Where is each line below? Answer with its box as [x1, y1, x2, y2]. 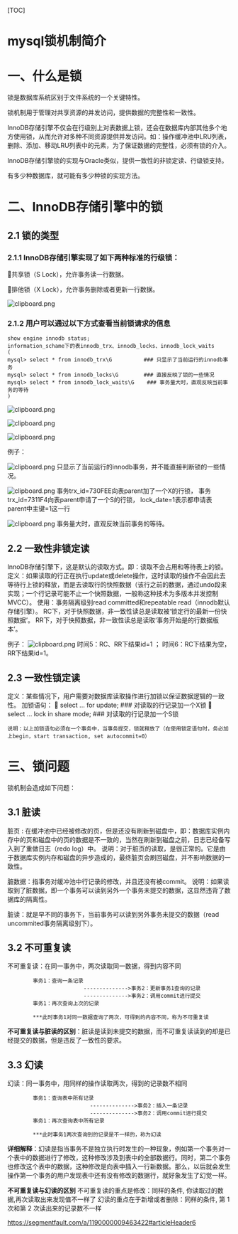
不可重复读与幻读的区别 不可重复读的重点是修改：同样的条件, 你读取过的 [7, 1186, 217, 1195]
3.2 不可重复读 [7, 942, 72, 954]
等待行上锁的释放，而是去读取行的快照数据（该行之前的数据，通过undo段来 [7, 580, 227, 589]
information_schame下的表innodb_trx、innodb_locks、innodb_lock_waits [7, 343, 215, 350]
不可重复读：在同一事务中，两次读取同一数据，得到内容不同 [7, 962, 181, 970]
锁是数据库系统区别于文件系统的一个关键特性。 [7, 93, 144, 102]
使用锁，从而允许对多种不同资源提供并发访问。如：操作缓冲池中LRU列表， [13, 132, 231, 141]
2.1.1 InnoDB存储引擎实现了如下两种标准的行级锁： [7, 252, 180, 262]
